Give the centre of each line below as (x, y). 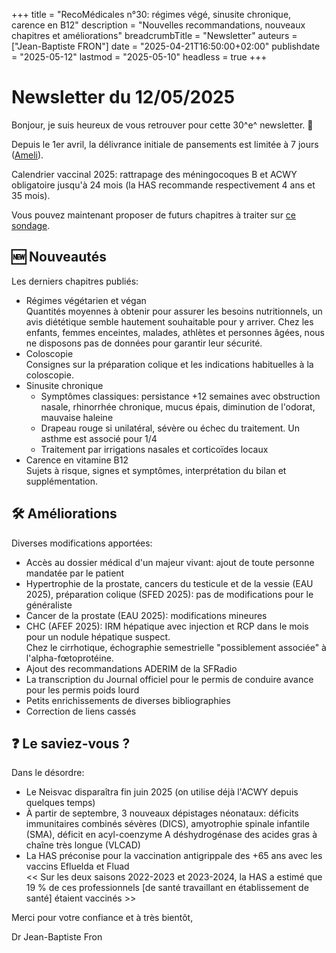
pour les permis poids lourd (82, 690)
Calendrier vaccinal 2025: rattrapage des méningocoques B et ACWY (154, 174)
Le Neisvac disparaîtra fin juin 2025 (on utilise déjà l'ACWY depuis (162, 792)
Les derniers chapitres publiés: (75, 281)
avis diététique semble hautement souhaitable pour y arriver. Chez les (169, 321)
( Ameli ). (27, 155)
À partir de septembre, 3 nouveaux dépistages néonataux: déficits (162, 813)
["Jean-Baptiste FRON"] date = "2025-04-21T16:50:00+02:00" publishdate (166, 46)
